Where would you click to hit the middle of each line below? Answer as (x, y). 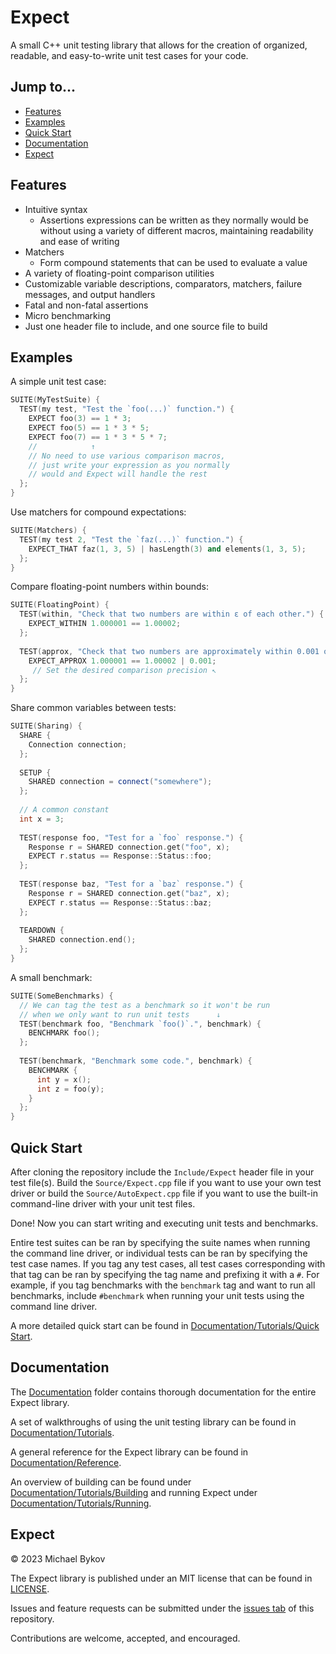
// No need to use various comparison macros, (127, 456)
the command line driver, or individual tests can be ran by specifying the (159, 1253)
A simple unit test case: (58, 382)
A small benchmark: (51, 977)
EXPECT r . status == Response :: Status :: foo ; (120, 856)
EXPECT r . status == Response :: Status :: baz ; (120, 902)
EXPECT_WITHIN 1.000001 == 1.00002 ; (105, 624)
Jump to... (43, 87)
